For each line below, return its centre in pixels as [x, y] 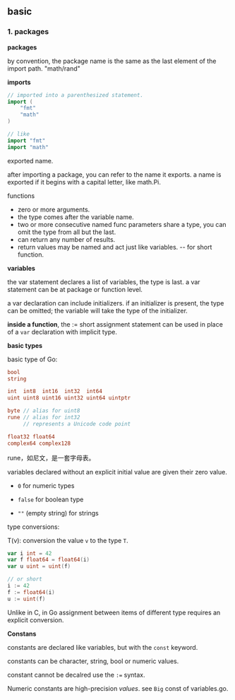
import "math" [28, 147]
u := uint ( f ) [26, 599]
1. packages [28, 32]
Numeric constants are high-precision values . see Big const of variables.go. [118, 688]
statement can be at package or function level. [75, 289]
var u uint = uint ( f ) [39, 566]
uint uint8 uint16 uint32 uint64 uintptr [69, 398]
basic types [25, 345]
